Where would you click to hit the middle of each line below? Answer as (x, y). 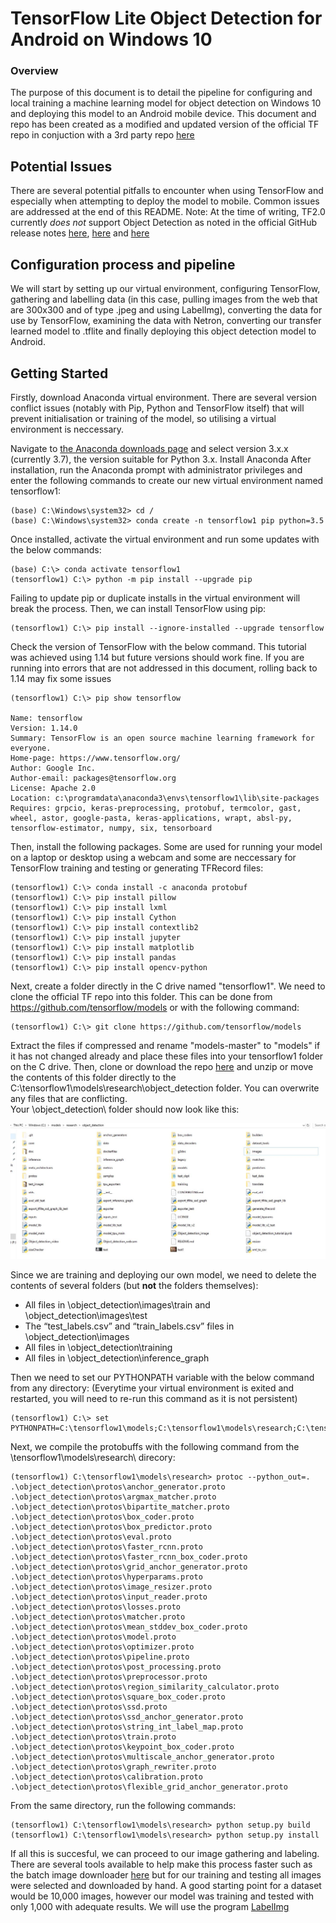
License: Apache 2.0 (53, 788)
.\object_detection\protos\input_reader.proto (109, 1597)
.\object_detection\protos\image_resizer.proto (111, 1587)
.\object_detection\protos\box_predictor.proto (111, 1527)
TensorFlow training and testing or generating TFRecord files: (137, 868)
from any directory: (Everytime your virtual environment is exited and (152, 1388)
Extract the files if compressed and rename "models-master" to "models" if (165, 1045)
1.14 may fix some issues (61, 678)
